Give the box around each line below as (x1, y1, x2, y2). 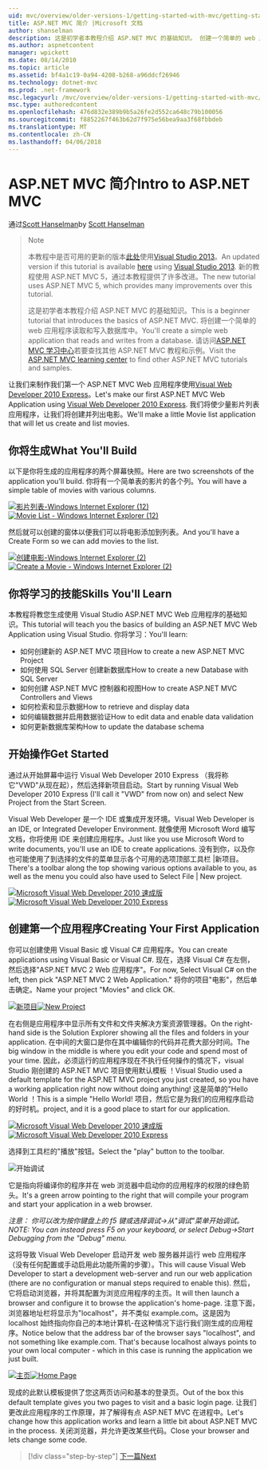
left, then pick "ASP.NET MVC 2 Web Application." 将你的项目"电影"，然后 (8, 975, 250, 984)
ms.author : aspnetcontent (8, 42, 94, 49)
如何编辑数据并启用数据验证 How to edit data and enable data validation (19, 712, 254, 722)
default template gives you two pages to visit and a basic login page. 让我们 (8, 1397, 257, 1407)
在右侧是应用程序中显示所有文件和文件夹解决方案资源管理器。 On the (8, 1019, 233, 1028)
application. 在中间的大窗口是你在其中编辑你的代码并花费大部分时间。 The (8, 1037, 250, 1047)
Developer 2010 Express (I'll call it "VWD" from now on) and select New (8, 789, 244, 798)
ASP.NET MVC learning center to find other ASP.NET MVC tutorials (27, 354, 248, 364)
